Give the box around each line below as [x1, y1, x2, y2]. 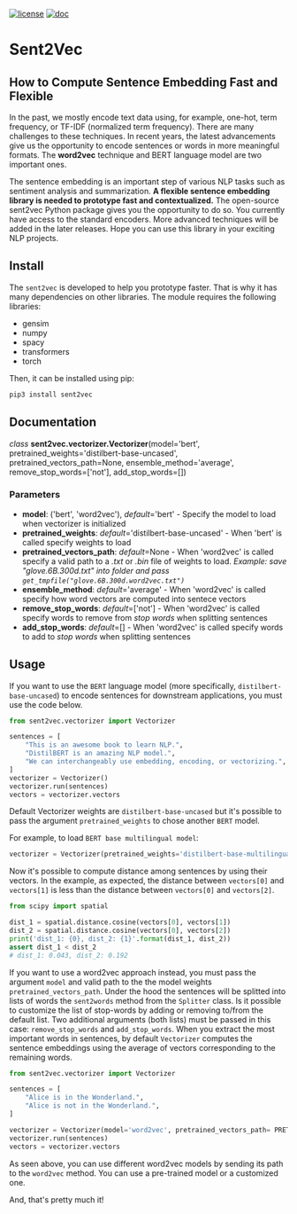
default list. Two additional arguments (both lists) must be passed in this [9, 1014, 271, 1024]
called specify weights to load [21, 537, 132, 547]
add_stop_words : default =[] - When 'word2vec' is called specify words [21, 622, 284, 632]
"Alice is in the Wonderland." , [25, 1093, 144, 1102]
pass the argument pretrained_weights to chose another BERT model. [9, 816, 261, 826]
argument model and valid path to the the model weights [9, 976, 212, 987]
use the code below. [9, 699, 83, 709]
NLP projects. [9, 233, 59, 243]
